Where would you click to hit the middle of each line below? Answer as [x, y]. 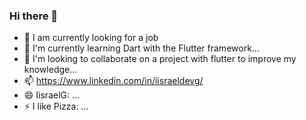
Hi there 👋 [34, 16]
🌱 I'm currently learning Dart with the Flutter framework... [141, 48]
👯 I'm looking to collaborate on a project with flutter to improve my [160, 59]
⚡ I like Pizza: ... [56, 106]
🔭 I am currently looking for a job [91, 38]
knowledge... [50, 70]
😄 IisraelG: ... [52, 95]
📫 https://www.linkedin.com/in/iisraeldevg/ [113, 81]
